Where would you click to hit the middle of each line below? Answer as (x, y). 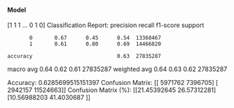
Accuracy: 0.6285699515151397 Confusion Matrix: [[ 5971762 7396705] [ (113, 83)
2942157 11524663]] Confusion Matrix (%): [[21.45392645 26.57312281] (112, 90)
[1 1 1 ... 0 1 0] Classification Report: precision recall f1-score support (106, 25)
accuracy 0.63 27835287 (84, 56)
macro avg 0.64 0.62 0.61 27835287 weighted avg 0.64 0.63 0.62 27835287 (117, 69)
